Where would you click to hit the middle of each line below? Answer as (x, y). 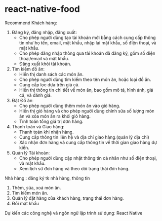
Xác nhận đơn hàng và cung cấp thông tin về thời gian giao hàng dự (88, 142)
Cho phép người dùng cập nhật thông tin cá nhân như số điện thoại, (88, 158)
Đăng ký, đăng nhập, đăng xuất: (44, 32)
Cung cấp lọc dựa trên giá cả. (49, 84)
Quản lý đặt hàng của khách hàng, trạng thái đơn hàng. (68, 198)
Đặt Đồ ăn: (23, 100)
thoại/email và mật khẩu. (44, 58)
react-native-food (42, 9)
